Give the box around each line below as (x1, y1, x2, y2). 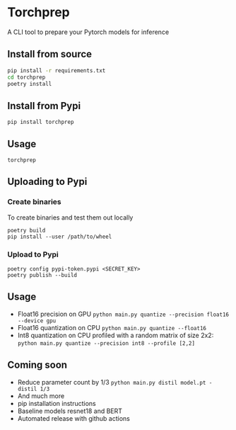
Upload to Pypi (7, 249, 59, 259)
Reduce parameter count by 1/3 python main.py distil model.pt (17, 378, 206, 386)
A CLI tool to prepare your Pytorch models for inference (7, 28, 170, 36)
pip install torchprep (7, 118, 74, 126)
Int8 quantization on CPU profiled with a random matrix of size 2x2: (17, 331, 214, 339)
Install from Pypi (7, 100, 81, 112)
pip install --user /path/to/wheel (7, 233, 112, 240)
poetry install (7, 80, 52, 87)
